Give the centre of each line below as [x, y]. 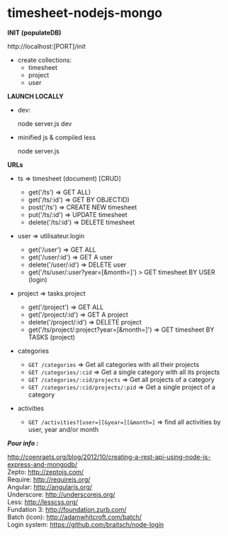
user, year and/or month [63, 429]
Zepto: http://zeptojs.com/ [46, 472]
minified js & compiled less [57, 137]
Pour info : [23, 443]
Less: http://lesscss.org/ [43, 502]
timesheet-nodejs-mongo [85, 13]
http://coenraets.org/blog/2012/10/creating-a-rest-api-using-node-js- [109, 457]
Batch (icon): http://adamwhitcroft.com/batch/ [74, 517]
